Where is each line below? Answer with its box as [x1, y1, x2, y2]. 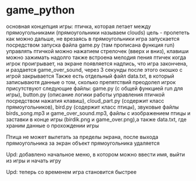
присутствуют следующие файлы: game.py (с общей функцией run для [6, 85, 183, 92]
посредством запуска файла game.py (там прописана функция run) [6, 41, 175, 48]
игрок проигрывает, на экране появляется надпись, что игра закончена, [6, 60, 188, 67]
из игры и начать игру [6, 157, 61, 164]
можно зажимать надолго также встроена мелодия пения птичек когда [6, 54, 186, 61]
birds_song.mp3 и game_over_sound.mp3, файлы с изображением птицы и [6, 109, 191, 117]
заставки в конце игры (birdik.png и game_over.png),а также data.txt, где [6, 116, 187, 123]
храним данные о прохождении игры [6, 122, 99, 129]
